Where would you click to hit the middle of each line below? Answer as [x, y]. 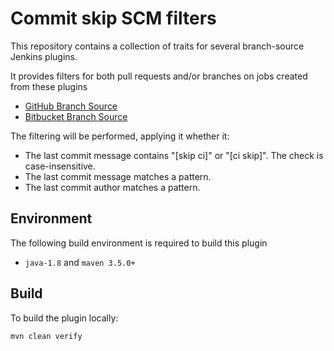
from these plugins [49, 86]
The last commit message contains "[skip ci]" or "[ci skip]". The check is [174, 155]
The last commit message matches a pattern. [118, 176]
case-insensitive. [60, 166]
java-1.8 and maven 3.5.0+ [80, 262]
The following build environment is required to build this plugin [139, 243]
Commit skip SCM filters [113, 18]
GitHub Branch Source [71, 106]
